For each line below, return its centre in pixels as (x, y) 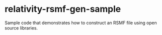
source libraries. (21, 28)
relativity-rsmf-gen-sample (63, 9)
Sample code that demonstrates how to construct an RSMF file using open (81, 23)
